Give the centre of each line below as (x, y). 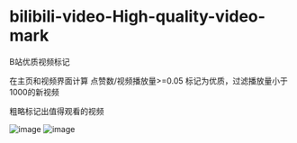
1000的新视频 (35, 92)
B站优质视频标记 (40, 61)
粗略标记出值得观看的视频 (57, 111)
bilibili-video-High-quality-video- (137, 17)
